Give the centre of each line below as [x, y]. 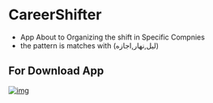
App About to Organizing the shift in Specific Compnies [112, 37]
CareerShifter [55, 15]
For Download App [56, 71]
